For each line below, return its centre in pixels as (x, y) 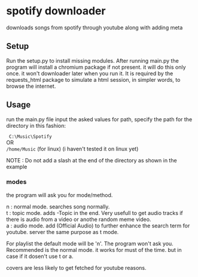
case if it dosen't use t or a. (40, 256)
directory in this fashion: (36, 125)
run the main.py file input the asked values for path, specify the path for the (99, 119)
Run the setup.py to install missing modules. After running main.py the (93, 60)
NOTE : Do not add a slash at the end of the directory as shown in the (92, 160)
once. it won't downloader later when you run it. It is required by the (90, 73)
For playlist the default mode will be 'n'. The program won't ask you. (90, 244)
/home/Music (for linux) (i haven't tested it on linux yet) (72, 149)
